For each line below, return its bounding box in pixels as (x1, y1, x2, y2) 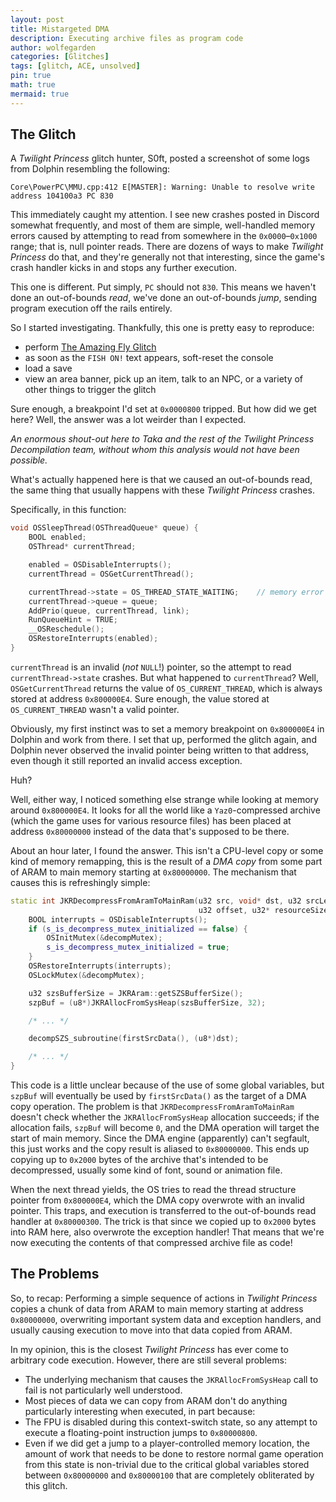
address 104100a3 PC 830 (10, 191, 114, 201)
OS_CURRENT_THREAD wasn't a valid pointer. (10, 703, 180, 715)
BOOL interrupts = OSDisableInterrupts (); (28, 914, 208, 925)
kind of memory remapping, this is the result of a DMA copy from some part (10, 855, 323, 867)
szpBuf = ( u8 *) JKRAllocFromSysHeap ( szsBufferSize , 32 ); (28, 997, 267, 1008)
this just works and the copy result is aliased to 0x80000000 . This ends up (10, 1143, 310, 1155)
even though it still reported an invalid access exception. (10, 754, 243, 766)
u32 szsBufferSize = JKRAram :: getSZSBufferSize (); (28, 988, 244, 998)
